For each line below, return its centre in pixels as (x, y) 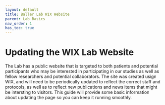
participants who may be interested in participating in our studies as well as (82, 71)
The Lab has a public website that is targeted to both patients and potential (82, 66)
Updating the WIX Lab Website (70, 52)
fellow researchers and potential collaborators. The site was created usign (81, 76)
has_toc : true (20, 28)
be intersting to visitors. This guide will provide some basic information (77, 92)
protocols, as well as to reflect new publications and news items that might (81, 87)
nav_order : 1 (19, 23)
